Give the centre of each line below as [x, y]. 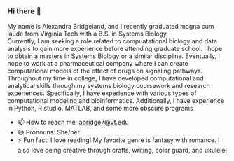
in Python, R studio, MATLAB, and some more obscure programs [101, 108]
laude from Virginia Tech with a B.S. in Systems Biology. [88, 34]
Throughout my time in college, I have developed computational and [106, 78]
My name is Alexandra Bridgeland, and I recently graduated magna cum [111, 27]
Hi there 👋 [25, 11]
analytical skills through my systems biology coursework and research [109, 86]
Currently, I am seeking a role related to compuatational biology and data [112, 41]
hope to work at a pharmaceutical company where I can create [98, 64]
